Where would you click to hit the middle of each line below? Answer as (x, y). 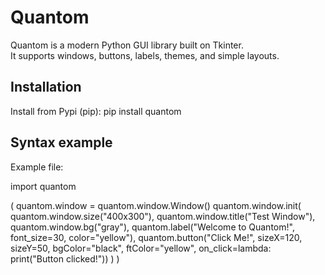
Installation (46, 87)
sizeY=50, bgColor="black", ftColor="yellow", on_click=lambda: (141, 248)
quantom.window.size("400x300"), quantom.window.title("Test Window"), (163, 216)
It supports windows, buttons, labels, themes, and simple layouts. (145, 55)
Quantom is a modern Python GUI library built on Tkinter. (127, 45)
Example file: (37, 167)
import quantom (43, 186)
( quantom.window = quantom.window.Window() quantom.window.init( (156, 205)
